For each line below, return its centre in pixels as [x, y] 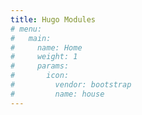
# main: [31, 38]
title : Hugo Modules [53, 19]
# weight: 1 [44, 57]
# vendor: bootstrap [71, 85]
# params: [40, 66]
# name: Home [46, 47]
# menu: [26, 29]
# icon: [40, 76]
